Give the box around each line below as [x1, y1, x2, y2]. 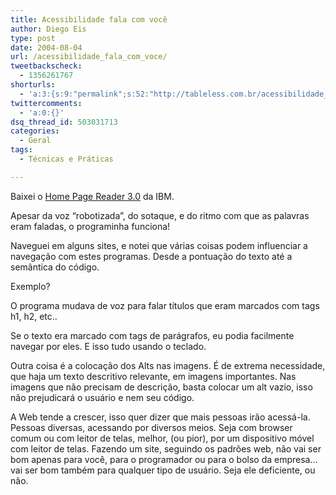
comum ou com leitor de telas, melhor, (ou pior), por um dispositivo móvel [10, 432, 315, 444]
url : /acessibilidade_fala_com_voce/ [10, 52, 168, 62]
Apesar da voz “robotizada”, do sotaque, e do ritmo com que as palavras [10, 209, 310, 221]
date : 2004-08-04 [10, 42, 83, 53]
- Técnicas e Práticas [19, 154, 114, 164]
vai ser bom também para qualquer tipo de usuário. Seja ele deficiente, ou [10, 464, 316, 476]
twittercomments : [10, 98, 83, 108]
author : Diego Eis [10, 24, 87, 34]
